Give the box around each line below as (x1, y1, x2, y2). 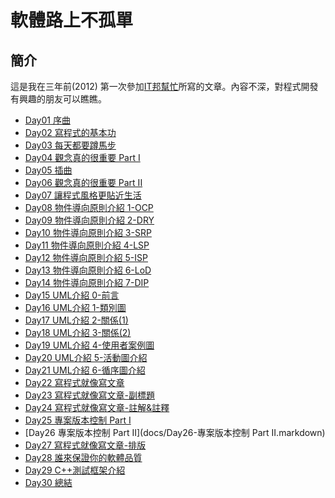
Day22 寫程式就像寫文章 (24, 377, 125, 388)
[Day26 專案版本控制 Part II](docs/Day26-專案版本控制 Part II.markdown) (24, 427, 326, 438)
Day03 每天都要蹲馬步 (24, 139, 117, 151)
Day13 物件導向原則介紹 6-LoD (24, 264, 152, 276)
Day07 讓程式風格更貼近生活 (24, 189, 142, 201)
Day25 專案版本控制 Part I (24, 414, 132, 426)
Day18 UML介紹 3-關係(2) (24, 327, 132, 338)
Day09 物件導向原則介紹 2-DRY (24, 214, 155, 226)
